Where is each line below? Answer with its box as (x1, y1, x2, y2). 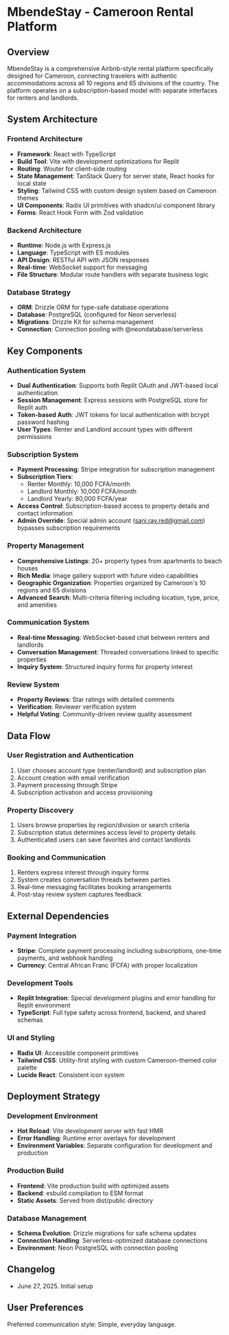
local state (16, 179, 47, 187)
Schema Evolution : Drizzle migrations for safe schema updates (16, 1229, 197, 1237)
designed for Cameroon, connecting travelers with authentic (7, 72, 178, 80)
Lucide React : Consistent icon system (16, 1071, 125, 1079)
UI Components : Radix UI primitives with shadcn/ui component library (16, 201, 215, 209)
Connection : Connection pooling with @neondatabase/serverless (16, 325, 204, 334)
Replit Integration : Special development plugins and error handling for (16, 994, 216, 1002)
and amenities (16, 600, 57, 609)
